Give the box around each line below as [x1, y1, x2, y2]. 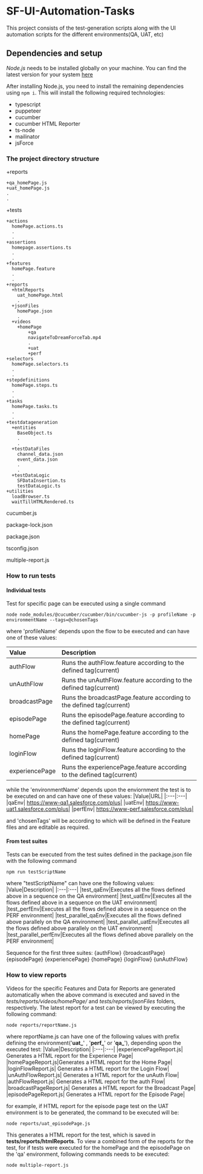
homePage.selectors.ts [11, 361, 69, 368]
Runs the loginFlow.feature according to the [61, 746, 186, 754]
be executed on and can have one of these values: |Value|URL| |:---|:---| [6, 793, 187, 800]
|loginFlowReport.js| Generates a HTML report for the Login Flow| [6, 1064, 170, 1072]
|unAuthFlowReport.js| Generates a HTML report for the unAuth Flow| [6, 1071, 179, 1078]
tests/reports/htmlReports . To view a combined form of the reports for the [6, 1137, 194, 1145]
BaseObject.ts [17, 430, 53, 437]
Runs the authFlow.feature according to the [61, 659, 184, 667]
